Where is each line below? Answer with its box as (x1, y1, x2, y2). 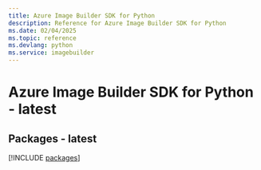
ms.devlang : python (8, 42, 73, 49)
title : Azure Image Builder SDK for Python (8, 11, 156, 20)
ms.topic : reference (8, 34, 77, 42)
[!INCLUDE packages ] (8, 153, 81, 162)
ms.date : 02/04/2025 (8, 26, 77, 34)
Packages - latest (8, 132, 97, 145)
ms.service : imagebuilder (8, 49, 94, 57)
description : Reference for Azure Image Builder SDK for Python (8, 19, 227, 27)
